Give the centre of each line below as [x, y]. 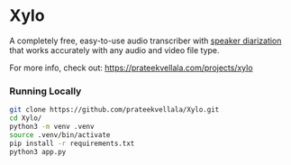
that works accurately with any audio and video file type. [114, 50]
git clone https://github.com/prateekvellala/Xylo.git [114, 110]
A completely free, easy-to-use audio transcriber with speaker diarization [145, 41]
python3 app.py [38, 151]
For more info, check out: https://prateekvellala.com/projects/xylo [132, 68]
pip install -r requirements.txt [72, 143]
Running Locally [45, 91]
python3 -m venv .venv [52, 126]
